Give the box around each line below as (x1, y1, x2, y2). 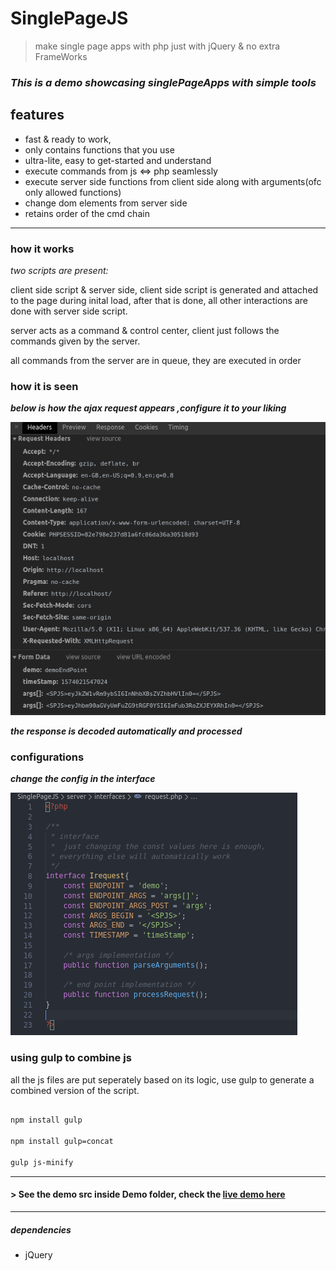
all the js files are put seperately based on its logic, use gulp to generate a (10, 1073, 315, 1086)
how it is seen (10, 379, 79, 393)
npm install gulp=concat (10, 1137, 114, 1147)
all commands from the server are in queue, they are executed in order (10, 354, 302, 366)
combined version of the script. (10, 1084, 140, 1096)
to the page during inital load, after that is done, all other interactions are (10, 294, 308, 306)
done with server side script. (10, 305, 128, 317)
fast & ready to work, (24, 133, 112, 145)
